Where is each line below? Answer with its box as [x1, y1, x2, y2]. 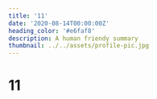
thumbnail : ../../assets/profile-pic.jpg [8, 42, 150, 50]
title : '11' [8, 11, 48, 20]
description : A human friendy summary [8, 34, 138, 43]
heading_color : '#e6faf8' [8, 27, 95, 35]
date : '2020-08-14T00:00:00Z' [8, 19, 110, 27]
